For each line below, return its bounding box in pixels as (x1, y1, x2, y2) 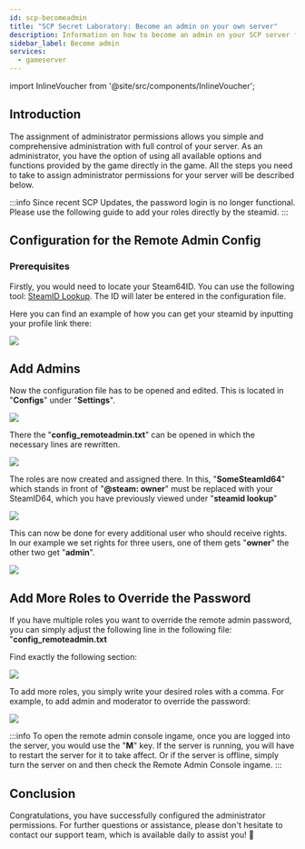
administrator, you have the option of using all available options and (9, 150, 261, 161)
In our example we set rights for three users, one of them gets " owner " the (9, 537, 290, 548)
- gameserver (17, 55, 67, 65)
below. (9, 179, 34, 190)
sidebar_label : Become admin (9, 38, 120, 48)
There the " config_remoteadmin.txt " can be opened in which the (9, 429, 256, 441)
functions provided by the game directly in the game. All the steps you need (9, 160, 293, 171)
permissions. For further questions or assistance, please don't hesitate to (9, 819, 283, 830)
